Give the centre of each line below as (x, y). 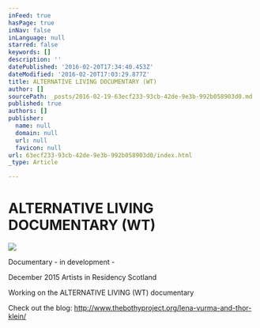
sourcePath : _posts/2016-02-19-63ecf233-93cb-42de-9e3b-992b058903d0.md (130, 96)
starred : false (33, 45)
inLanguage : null (37, 38)
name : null (33, 126)
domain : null (37, 133)
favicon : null (38, 148)
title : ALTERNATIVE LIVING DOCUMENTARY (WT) (83, 81)
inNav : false (30, 30)
